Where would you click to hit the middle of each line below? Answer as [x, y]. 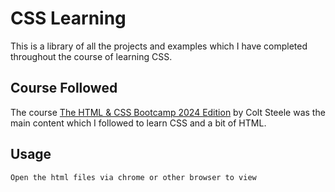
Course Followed [64, 88]
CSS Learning [68, 18]
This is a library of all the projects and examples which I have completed [159, 46]
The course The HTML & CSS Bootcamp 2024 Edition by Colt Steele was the [168, 112]
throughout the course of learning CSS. [91, 56]
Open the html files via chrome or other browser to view [133, 177]
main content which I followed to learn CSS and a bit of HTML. [138, 123]
